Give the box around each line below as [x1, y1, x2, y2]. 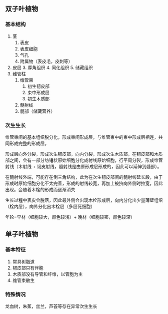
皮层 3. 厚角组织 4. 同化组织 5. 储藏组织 [12, 64, 93, 70]
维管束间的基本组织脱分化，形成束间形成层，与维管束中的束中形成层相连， [5, 134, 158, 140]
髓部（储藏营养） [19, 108, 55, 114]
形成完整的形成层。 [9, 140, 49, 146]
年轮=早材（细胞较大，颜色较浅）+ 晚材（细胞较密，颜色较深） [5, 214, 135, 220]
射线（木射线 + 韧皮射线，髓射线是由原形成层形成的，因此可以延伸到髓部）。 [5, 163, 162, 169]
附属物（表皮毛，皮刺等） [19, 58, 73, 64]
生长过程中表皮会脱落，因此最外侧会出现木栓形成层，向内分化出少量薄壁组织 [5, 197, 163, 203]
